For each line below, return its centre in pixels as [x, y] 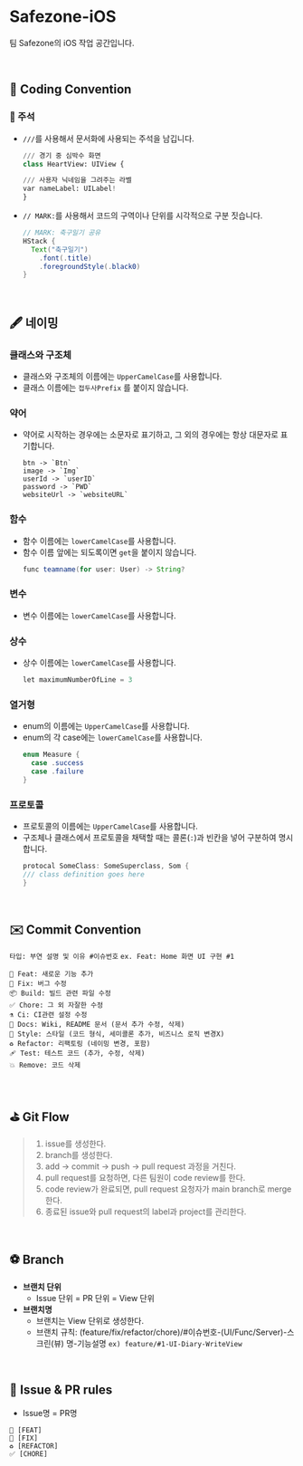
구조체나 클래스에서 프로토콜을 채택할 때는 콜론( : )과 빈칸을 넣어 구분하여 [149, 837]
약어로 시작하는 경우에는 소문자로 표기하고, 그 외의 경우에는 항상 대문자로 [150, 435]
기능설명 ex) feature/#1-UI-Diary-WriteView [159, 1344]
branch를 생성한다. [79, 1155]
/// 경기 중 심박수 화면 [62, 156]
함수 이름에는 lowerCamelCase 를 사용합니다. [99, 541]
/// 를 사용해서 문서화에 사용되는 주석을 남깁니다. [108, 139]
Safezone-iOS [63, 17]
